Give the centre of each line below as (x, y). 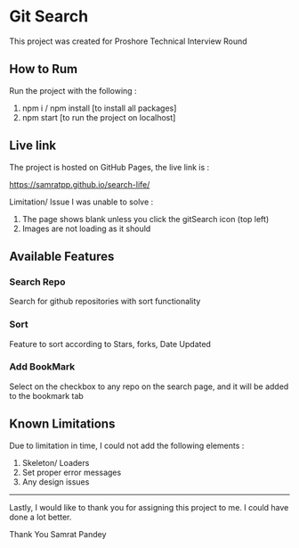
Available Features (62, 256)
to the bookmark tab (47, 395)
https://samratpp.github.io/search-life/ (80, 184)
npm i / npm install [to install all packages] (99, 108)
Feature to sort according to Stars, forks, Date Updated (110, 344)
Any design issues (56, 482)
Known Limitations (62, 424)
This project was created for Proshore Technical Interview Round (128, 41)
